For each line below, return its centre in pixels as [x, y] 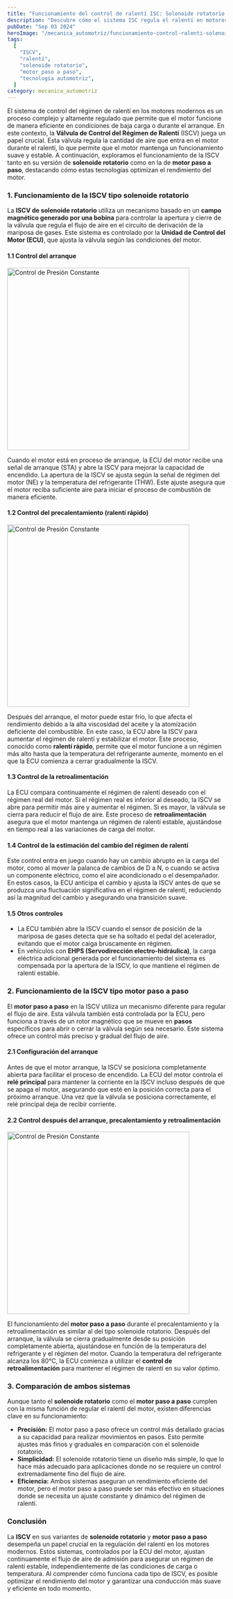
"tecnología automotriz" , [57, 78]
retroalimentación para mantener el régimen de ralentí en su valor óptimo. [114, 1368]
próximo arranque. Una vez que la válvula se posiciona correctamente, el [112, 1097]
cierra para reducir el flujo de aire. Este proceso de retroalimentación [107, 814]
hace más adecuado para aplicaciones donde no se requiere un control [119, 1466]
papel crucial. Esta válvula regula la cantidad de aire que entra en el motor [113, 140]
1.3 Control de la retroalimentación [58, 777]
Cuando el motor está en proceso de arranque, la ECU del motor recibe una [115, 460]
